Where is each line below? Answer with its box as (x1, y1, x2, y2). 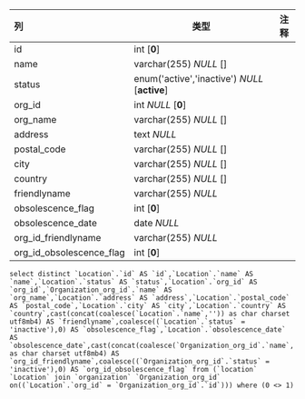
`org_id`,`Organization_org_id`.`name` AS (9, 285, 172, 294)
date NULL (133, 217, 180, 229)
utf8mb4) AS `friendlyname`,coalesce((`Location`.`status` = (9, 317, 246, 326)
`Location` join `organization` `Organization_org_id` (9, 373, 221, 382)
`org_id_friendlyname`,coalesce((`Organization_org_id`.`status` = (9, 357, 271, 366)
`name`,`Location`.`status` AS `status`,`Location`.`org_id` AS (9, 277, 258, 286)
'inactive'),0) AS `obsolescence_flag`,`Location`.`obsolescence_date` (9, 325, 286, 334)
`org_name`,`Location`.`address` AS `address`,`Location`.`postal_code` (9, 294, 290, 303)
